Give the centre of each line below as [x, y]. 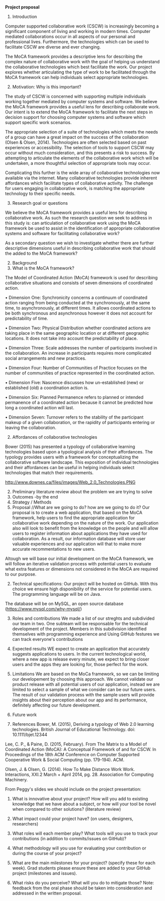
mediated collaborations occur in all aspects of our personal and [70, 37]
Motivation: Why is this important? [47, 87]
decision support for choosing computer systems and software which [75, 117]
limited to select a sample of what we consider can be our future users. [84, 689]
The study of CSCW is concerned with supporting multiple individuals [76, 96]
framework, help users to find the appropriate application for [73, 518]
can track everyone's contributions [48, 639]
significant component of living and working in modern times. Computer [78, 31]
